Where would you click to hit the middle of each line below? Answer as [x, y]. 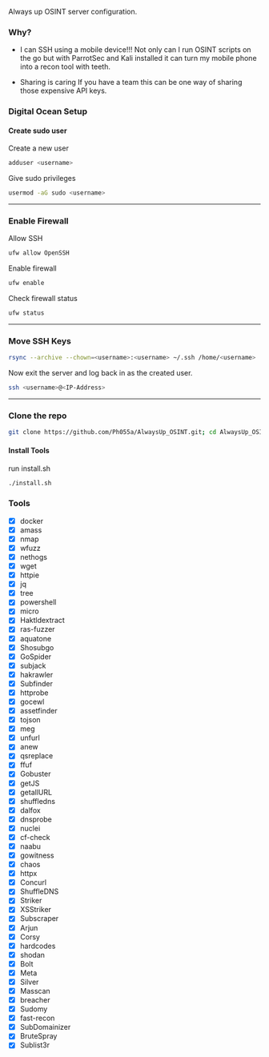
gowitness [37, 855]
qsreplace [36, 756]
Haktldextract [42, 621]
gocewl [32, 701]
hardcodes [38, 946]
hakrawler [36, 674]
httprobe [34, 693]
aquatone [36, 638]
